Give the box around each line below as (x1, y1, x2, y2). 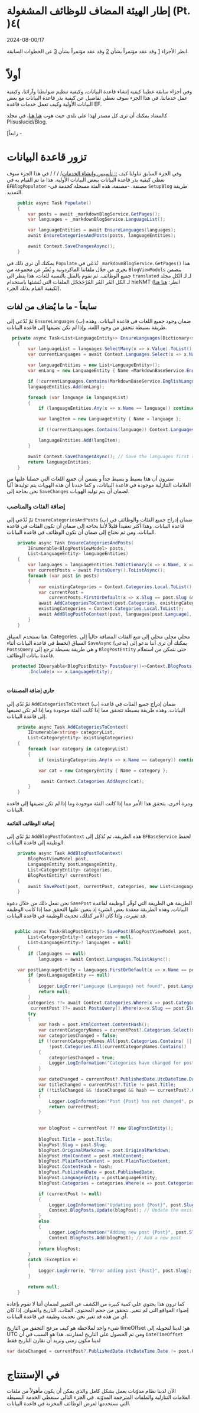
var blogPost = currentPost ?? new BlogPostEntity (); (38, 1125, 174, 1131)
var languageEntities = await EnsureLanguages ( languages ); (28, 227, 177, 233)
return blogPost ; (38, 1246, 81, 1252)
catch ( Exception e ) (28, 1257, 79, 1263)
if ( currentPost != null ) (38, 1191, 102, 1197)
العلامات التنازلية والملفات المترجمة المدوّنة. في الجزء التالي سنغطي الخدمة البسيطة (6, 1394, 191, 1401)
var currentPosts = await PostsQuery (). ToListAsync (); (28, 567, 166, 573)
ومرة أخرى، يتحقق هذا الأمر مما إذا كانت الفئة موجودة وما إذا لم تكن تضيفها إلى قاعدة (6, 800, 193, 807)
